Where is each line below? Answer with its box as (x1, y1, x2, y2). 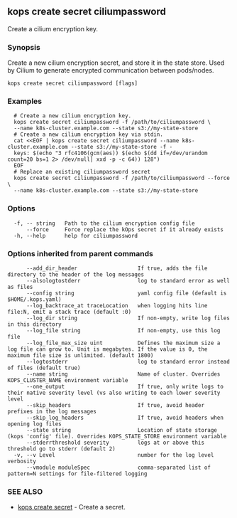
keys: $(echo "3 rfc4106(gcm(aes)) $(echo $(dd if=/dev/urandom (13, 149, 208, 157)
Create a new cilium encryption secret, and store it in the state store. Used (7, 58, 225, 67)
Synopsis (7, 42, 40, 52)
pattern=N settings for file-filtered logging (7, 470, 148, 477)
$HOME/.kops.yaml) (7, 296, 62, 303)
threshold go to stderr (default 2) (7, 445, 116, 453)
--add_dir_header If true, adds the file (26, 265, 208, 272)
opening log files (7, 421, 62, 428)
